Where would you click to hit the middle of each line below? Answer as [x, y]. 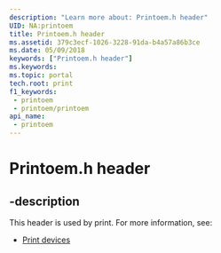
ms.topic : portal [41, 75]
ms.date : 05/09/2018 [47, 51]
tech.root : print [41, 83]
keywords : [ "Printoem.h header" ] [71, 59]
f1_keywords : [33, 91]
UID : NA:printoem [41, 26]
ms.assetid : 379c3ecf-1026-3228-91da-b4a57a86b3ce [105, 42]
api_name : [28, 116]
